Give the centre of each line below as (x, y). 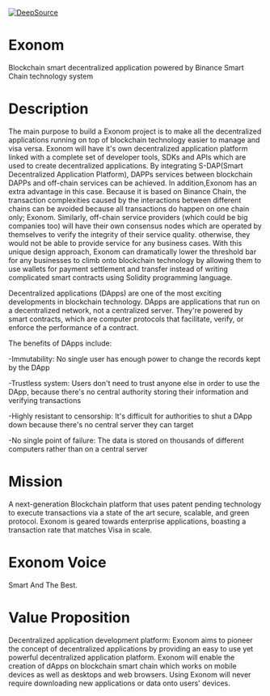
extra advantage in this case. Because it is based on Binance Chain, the (127, 191)
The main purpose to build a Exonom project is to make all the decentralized (135, 131)
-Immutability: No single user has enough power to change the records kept (135, 359)
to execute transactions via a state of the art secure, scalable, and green (129, 512)
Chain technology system (51, 76)
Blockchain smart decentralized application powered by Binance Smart (126, 67)
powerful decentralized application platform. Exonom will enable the (122, 657)
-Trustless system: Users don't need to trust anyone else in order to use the (134, 383)
